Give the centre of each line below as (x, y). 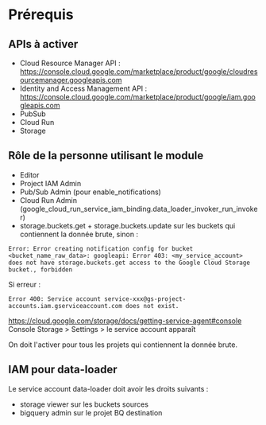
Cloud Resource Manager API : (70, 63)
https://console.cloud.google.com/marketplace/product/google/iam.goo (137, 97)
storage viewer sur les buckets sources (84, 404)
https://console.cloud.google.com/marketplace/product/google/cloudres (139, 72)
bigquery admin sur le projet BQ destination (91, 412)
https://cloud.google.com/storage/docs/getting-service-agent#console (125, 321)
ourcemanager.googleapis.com (71, 80)
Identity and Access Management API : (83, 88)
